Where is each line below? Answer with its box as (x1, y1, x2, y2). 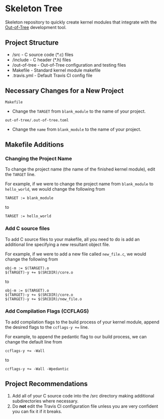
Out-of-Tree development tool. (5, 24, 67, 30)
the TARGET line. (5, 172, 36, 177)
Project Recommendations (5, 380, 88, 388)
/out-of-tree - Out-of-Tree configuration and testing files (12, 62, 126, 68)
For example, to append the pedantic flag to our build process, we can (5, 334, 147, 340)
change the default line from (5, 339, 63, 345)
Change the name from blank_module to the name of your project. (12, 126, 141, 132)
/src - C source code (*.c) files (12, 51, 73, 57)
